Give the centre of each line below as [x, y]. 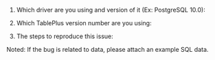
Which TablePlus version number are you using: [84, 23]
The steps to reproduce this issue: [65, 36]
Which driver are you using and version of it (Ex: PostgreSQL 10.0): [111, 10]
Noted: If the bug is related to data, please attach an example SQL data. [107, 49]
